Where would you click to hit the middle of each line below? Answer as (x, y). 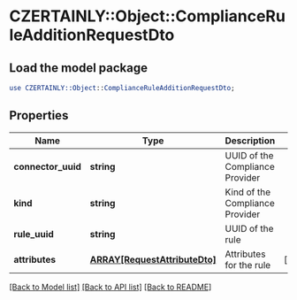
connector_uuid (48, 166)
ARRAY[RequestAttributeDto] (153, 259)
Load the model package (79, 68)
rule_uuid (34, 234)
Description (250, 141)
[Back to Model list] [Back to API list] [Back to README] (110, 287)
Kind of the (248, 192)
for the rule (248, 265)
